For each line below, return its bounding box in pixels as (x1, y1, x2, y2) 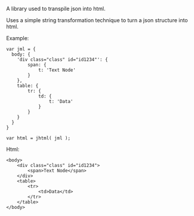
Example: (6, 35, 29, 41)
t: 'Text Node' (38, 67, 76, 73)
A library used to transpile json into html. (6, 5, 106, 12)
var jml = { (6, 46, 36, 52)
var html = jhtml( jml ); (6, 135, 70, 141)
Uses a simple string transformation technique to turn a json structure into (6, 17, 188, 23)
